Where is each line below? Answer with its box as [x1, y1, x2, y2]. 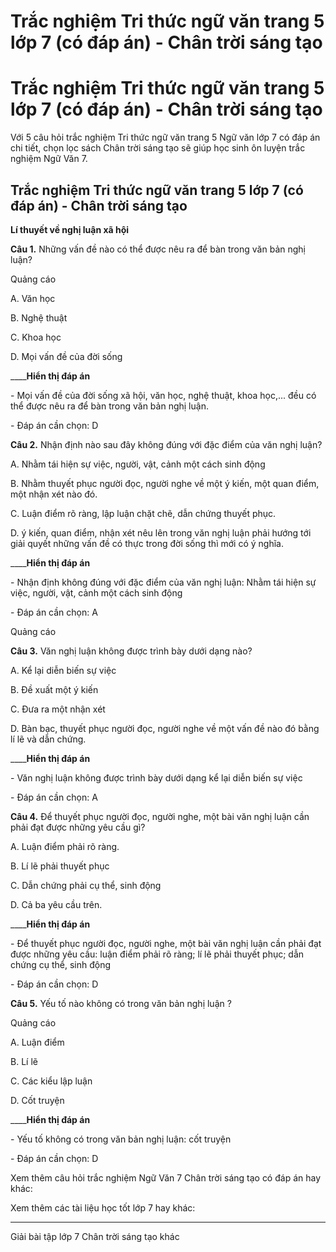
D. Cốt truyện [10, 1094, 65, 1106]
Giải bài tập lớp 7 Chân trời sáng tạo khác [10, 1230, 180, 1242]
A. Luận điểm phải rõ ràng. [10, 840, 120, 852]
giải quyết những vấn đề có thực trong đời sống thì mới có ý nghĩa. [10, 537, 284, 549]
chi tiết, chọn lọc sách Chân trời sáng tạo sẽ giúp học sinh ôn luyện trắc [10, 142, 306, 154]
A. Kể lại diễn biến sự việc [10, 664, 117, 676]
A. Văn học [10, 292, 56, 304]
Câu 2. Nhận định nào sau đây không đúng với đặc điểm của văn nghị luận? [10, 438, 323, 450]
